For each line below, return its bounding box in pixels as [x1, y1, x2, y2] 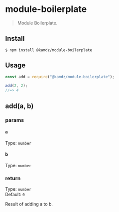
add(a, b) [5, 102, 34, 110]
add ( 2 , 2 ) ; [5, 83, 28, 88]
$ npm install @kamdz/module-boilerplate [5, 47, 93, 53]
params [5, 116, 24, 123]
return [5, 175, 21, 182]
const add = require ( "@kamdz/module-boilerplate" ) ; [5, 74, 115, 79]
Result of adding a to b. [5, 201, 53, 207]
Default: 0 [5, 192, 25, 198]
